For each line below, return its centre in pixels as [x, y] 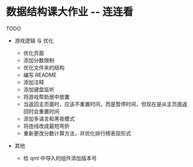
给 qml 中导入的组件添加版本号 [60, 158]
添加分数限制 [39, 60]
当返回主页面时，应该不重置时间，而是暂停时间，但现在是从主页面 [103, 104]
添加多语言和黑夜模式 [49, 119]
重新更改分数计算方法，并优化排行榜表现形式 [77, 133]
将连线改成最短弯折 [46, 126]
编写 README [40, 75]
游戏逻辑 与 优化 [34, 40]
